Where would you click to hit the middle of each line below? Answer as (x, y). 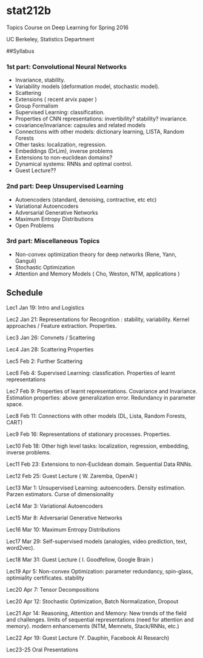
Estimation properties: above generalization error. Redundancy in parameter (101, 397)
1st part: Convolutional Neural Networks (67, 66)
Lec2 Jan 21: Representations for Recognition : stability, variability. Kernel (98, 319)
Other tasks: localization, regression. (61, 145)
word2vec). (21, 547)
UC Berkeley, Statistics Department (50, 39)
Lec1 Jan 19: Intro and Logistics (45, 307)
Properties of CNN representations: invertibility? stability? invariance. (101, 119)
